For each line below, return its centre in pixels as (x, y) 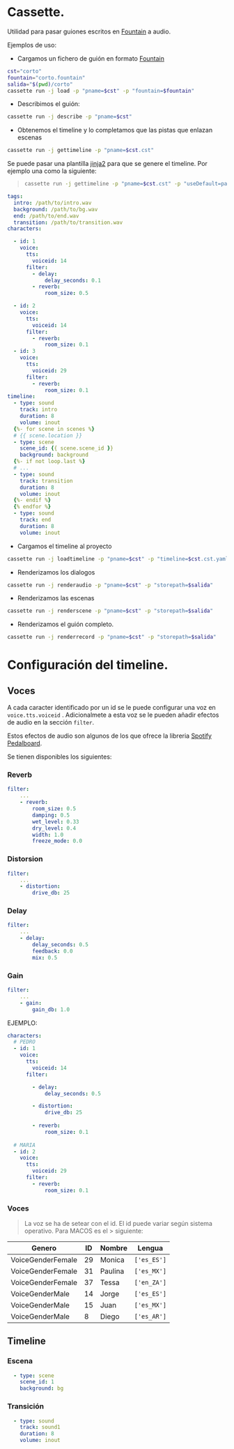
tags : (15, 197)
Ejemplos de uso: (32, 45)
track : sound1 (40, 1427)
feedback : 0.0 (53, 951)
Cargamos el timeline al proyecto (64, 546)
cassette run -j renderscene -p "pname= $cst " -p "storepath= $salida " (110, 611)
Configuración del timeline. (88, 665)
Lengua (150, 1247)
